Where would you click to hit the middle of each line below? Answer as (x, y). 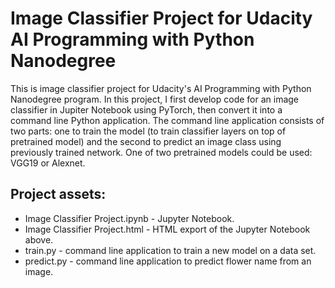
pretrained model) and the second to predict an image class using (146, 141)
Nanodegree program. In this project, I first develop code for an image (155, 99)
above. (39, 239)
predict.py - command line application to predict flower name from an (168, 261)
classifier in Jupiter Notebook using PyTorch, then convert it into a (146, 109)
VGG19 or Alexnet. (48, 163)
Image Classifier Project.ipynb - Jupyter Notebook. (129, 218)
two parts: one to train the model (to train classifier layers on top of (148, 131)
